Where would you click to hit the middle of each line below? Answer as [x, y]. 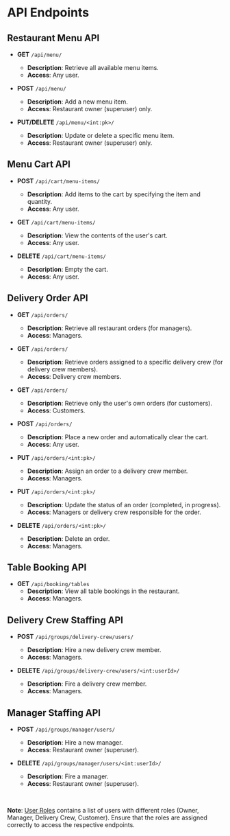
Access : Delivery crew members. [74, 376]
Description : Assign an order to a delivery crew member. [107, 471]
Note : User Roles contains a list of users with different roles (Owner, [103, 811]
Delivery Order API [48, 298]
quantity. [40, 201]
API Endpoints [48, 13]
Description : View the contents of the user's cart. [97, 235]
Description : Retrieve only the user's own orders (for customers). [119, 403]
